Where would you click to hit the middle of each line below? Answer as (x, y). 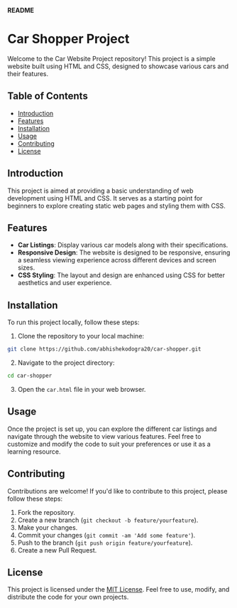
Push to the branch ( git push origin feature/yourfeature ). (105, 543)
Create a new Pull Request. (57, 550)
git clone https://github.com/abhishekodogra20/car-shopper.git (104, 349)
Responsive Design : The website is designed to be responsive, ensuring (124, 252)
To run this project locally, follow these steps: (73, 322)
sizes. (26, 268)
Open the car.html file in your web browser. (82, 389)
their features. (28, 73)
